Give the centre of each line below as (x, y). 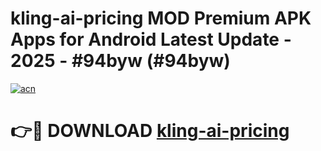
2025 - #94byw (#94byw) (120, 61)
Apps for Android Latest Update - (151, 39)
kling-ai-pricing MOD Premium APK (161, 18)
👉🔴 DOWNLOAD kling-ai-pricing (150, 131)
